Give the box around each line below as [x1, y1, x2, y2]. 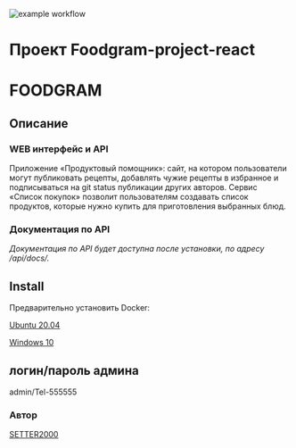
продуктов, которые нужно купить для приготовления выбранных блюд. [9, 201, 287, 212]
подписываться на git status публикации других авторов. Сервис [9, 182, 258, 193]
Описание [9, 116, 69, 131]
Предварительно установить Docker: [9, 303, 150, 313]
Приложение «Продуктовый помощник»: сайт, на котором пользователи [9, 163, 287, 174]
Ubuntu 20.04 [9, 319, 61, 330]
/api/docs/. [9, 253, 50, 263]
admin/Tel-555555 [9, 386, 78, 397]
